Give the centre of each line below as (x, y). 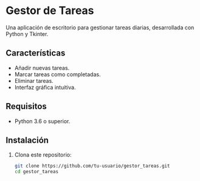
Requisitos (26, 106)
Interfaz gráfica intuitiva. (45, 87)
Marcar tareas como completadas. (57, 74)
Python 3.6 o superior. (42, 121)
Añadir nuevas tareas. (42, 68)
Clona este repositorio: (43, 155)
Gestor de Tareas (50, 11)
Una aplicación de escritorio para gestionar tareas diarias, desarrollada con (100, 27)
